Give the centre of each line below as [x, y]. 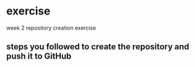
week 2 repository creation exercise [51, 28]
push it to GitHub [39, 56]
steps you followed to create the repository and [98, 47]
